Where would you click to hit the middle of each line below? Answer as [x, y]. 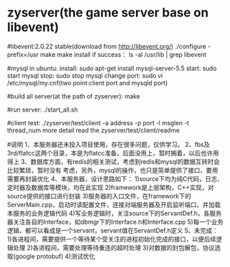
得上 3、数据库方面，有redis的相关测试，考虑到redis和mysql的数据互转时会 [113, 161]
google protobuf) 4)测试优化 [55, 256]
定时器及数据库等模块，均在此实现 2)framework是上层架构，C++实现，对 [111, 187]
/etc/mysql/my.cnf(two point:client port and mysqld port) [88, 83]
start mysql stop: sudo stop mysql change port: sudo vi [85, 75]
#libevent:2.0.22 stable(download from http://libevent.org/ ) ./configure [107, 46]
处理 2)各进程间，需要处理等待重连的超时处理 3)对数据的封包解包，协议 [114, 247]
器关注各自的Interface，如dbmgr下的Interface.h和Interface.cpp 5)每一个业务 [115, 222]
